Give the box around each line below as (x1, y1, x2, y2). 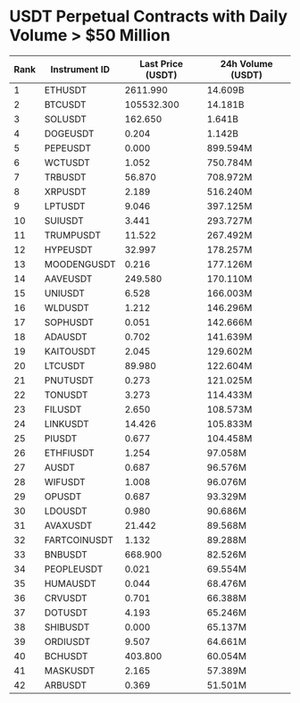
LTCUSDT (44, 359, 86, 372)
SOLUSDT (44, 113, 87, 125)
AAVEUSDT (44, 272, 93, 285)
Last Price (139, 57, 184, 70)
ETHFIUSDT (44, 447, 96, 459)
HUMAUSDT (44, 577, 96, 590)
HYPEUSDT (44, 243, 94, 255)
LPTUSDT (44, 199, 87, 212)
